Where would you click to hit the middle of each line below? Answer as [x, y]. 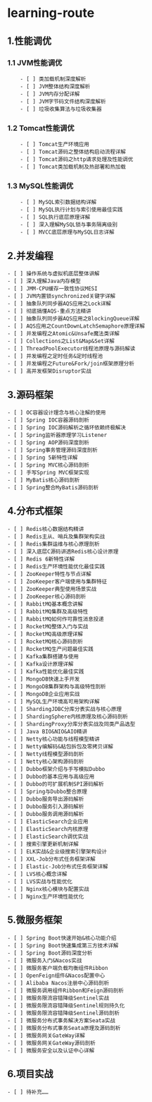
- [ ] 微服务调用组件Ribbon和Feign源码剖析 [66, 990]
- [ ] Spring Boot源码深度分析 [50, 953]
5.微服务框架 [35, 920]
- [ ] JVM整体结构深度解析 [55, 86]
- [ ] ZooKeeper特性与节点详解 [49, 574]
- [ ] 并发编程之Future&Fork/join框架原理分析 [71, 364]
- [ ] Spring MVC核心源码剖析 [48, 465]
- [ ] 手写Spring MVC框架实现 [48, 473]
